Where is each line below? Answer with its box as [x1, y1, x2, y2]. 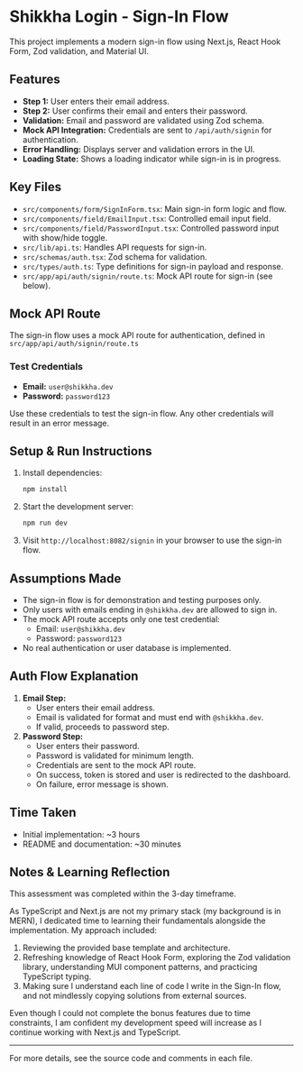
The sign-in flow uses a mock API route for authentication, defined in [9, 330, 266, 341]
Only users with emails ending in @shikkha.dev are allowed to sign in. [22, 604, 278, 615]
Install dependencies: [22, 467, 103, 479]
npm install [22, 485, 68, 494]
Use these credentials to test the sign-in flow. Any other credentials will [9, 408, 274, 418]
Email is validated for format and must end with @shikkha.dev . [35, 711, 264, 722]
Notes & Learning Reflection [9, 865, 170, 880]
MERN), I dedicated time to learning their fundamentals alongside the [9, 915, 266, 926]
